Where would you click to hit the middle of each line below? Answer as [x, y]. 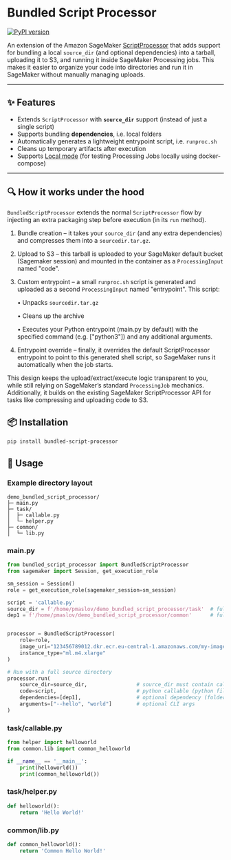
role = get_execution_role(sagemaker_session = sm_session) [92, 590]
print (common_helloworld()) [59, 774]
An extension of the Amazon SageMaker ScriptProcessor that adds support [114, 45]
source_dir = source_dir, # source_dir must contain [117, 685]
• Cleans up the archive [51, 316]
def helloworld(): [33, 806]
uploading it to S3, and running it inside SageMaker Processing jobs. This [111, 59]
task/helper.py [32, 792]
